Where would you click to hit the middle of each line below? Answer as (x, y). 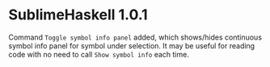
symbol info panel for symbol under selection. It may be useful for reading (132, 45)
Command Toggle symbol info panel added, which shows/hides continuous (135, 37)
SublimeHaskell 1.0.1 (78, 15)
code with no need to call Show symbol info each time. (99, 54)
